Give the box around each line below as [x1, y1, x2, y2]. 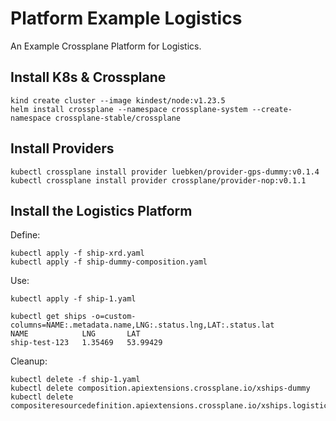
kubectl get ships [10, 312, 87, 322]
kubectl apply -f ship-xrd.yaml [10, 248, 145, 259]
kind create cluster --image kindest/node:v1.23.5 [10, 95, 226, 106]
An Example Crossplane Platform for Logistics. [10, 40, 202, 52]
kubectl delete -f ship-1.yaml [10, 375, 141, 385]
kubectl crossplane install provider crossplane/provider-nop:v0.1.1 [10, 175, 307, 186]
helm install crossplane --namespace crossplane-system [10, 104, 248, 114]
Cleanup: [10, 355, 48, 367]
